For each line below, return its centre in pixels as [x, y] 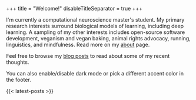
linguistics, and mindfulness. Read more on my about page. [78, 44]
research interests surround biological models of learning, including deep [95, 26]
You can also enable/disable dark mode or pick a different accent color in [95, 73]
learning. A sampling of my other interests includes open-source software [96, 32]
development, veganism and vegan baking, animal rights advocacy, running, [99, 38]
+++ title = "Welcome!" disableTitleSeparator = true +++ [74, 8]
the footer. [19, 80]
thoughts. [18, 62]
